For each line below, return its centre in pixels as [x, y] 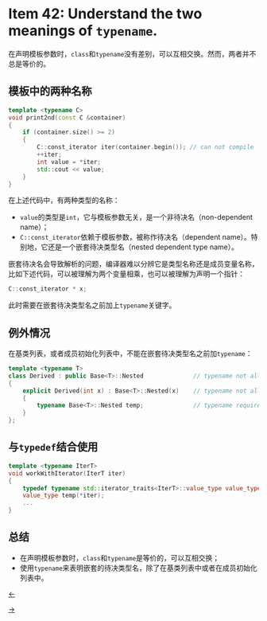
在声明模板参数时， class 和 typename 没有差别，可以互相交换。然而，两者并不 [132, 53]
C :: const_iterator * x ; [48, 289]
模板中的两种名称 [50, 91]
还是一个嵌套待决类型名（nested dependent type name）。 [143, 247]
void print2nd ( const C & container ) [67, 117]
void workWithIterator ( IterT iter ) [67, 473]
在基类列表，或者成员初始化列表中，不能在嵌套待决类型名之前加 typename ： [130, 353]
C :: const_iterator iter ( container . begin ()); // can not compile [145, 147]
